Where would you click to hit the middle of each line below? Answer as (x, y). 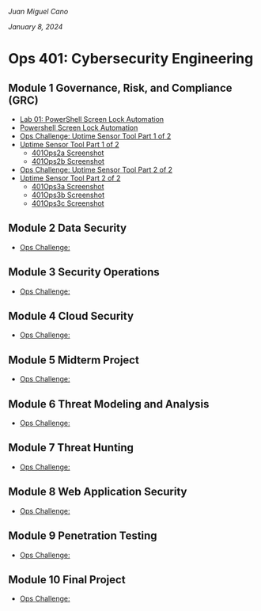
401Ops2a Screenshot (68, 153)
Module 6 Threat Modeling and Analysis (109, 404)
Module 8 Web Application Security (98, 492)
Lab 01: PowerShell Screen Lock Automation (92, 119)
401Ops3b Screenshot (68, 195)
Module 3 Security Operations (84, 272)
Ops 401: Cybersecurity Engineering (131, 59)
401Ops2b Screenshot (68, 161)
